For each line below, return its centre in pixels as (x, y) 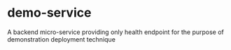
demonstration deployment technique (61, 39)
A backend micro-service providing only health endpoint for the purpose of (115, 32)
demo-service (49, 13)
